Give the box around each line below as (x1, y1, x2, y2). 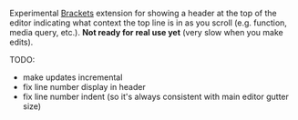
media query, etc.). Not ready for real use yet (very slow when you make (9, 27, 284, 37)
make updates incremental (22, 72, 123, 83)
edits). (9, 36, 34, 47)
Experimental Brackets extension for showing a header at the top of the (9, 8, 277, 18)
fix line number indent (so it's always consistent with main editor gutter (22, 91, 290, 102)
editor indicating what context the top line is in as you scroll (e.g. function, (9, 17, 287, 28)
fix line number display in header (22, 82, 146, 92)
